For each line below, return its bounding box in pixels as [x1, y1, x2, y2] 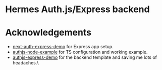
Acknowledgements [5, 27, 92, 39]
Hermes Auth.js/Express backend [5, 4, 150, 15]
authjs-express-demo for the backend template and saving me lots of [12, 54, 157, 60]
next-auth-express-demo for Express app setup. [12, 44, 114, 50]
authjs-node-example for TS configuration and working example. [12, 49, 148, 55]
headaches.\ [12, 60, 39, 66]
